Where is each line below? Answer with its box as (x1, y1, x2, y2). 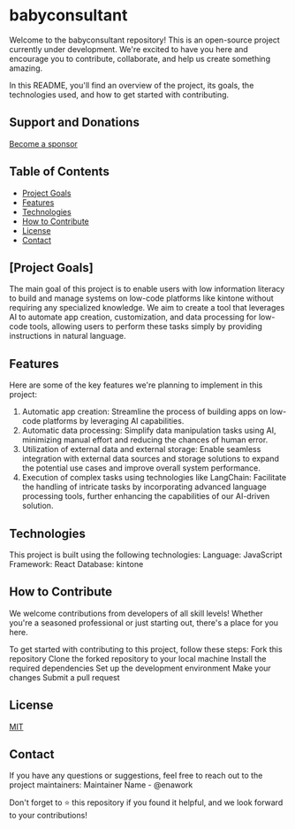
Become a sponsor (9, 138, 78, 149)
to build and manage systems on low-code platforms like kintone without (9, 293, 274, 303)
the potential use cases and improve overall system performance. (21, 463, 261, 473)
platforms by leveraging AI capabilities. (42, 416, 185, 426)
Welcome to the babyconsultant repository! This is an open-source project (9, 35, 280, 45)
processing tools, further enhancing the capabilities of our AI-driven (21, 491, 270, 502)
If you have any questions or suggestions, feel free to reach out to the (9, 771, 263, 781)
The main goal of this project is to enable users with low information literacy (9, 284, 285, 295)
